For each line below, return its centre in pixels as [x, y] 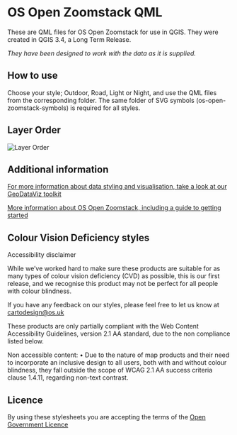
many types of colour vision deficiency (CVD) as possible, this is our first [114, 276]
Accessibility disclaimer [42, 255]
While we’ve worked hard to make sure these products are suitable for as [114, 269]
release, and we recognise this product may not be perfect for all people [112, 284]
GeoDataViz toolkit [34, 194]
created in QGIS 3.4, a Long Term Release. [69, 39]
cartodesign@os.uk [36, 312]
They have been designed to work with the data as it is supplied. [102, 53]
